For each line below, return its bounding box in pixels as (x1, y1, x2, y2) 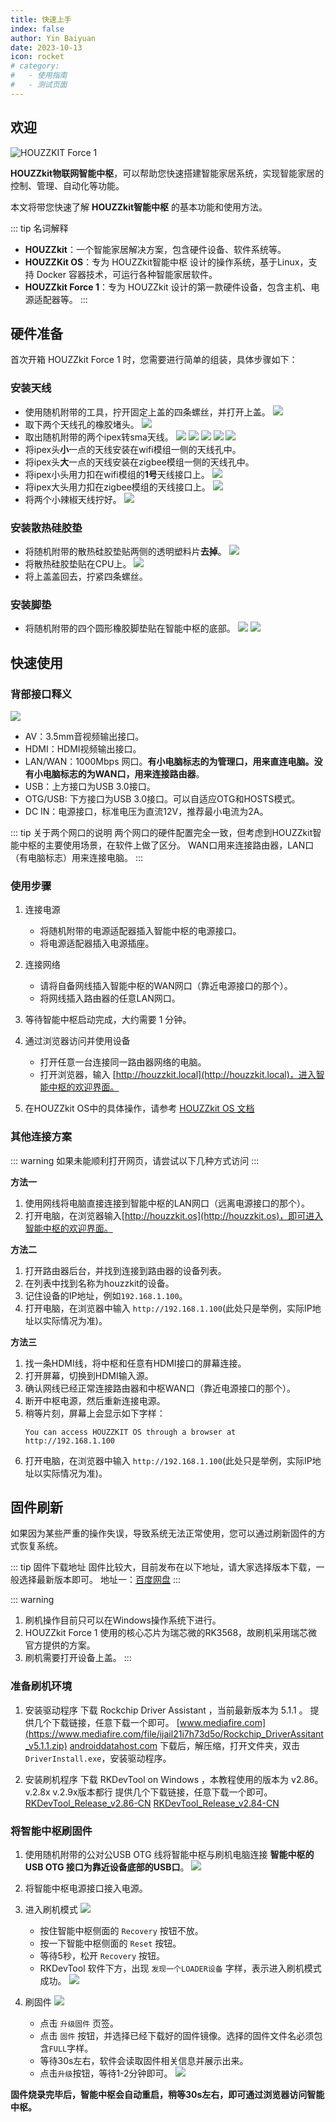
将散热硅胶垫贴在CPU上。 (24, 557, 132, 570)
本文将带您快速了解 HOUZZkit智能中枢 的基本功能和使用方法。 (10, 201, 268, 213)
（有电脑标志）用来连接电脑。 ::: (10, 851, 144, 863)
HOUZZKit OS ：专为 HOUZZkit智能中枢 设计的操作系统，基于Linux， (24, 256, 309, 268)
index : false (10, 24, 65, 34)
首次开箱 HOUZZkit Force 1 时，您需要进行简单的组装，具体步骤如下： (10, 354, 298, 366)
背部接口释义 (10, 687, 73, 701)
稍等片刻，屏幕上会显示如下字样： (24, 1407, 166, 1419)
